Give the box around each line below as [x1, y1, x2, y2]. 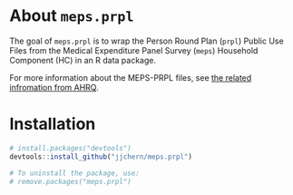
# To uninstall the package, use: [9, 169, 141, 178]
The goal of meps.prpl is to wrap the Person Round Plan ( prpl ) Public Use [9, 35, 284, 46]
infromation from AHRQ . [9, 82, 100, 93]
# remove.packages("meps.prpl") [9, 177, 132, 186]
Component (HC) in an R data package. [9, 54, 157, 65]
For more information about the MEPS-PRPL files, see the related [9, 72, 252, 83]
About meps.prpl [9, 5, 134, 26]
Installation [9, 114, 96, 134]
